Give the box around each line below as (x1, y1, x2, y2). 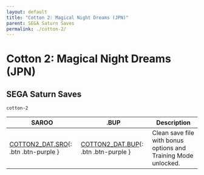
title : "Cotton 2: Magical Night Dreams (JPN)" (6, 15, 129, 21)
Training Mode (152, 151, 194, 160)
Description (155, 118, 191, 127)
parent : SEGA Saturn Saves (6, 20, 75, 26)
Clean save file (152, 129, 194, 137)
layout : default (6, 9, 47, 15)
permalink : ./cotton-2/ (6, 26, 67, 32)
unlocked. (152, 159, 180, 168)
